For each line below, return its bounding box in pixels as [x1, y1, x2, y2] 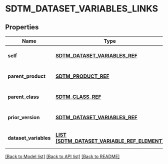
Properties [5, 23, 39, 31]
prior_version [7, 114, 40, 121]
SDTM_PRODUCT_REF [55, 73, 109, 80]
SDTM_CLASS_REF [55, 93, 101, 100]
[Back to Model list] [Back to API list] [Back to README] [5, 154, 120, 160]
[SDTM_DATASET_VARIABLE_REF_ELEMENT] [55, 138, 164, 145]
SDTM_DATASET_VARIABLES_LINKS [5, 3, 158, 14]
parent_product [7, 73, 46, 80]
